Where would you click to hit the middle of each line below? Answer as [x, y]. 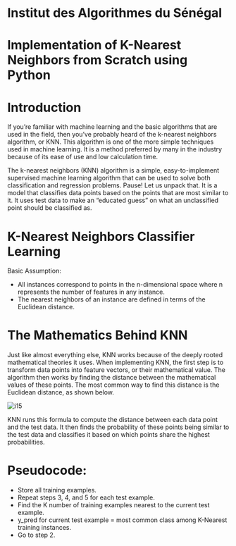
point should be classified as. [50, 208]
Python [29, 75]
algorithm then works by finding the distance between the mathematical [112, 378]
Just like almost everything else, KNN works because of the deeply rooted [115, 355]
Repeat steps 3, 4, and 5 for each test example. [86, 497]
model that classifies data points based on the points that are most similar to [118, 193]
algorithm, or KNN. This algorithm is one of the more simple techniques [111, 142]
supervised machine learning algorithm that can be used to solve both [109, 178]
